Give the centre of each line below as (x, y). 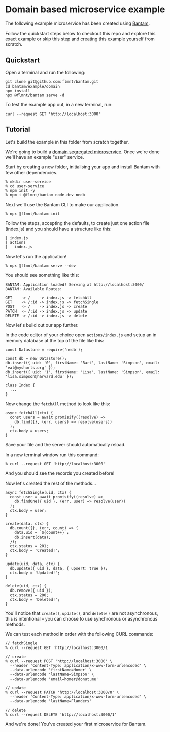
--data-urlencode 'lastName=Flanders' (51, 701)
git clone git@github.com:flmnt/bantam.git (52, 82)
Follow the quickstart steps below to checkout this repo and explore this (80, 33)
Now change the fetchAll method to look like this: (58, 404)
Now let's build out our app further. (42, 325)
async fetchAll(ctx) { (29, 413)
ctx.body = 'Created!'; (35, 550)
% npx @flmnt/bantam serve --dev (41, 266)
